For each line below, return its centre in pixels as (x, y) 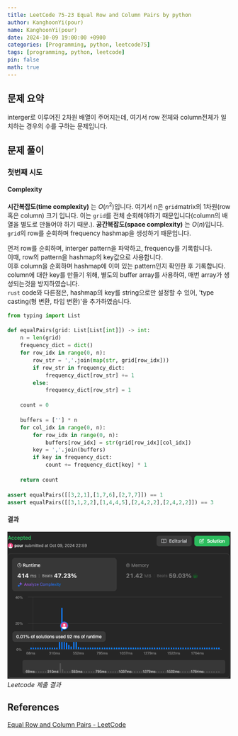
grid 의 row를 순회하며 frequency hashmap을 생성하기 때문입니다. (99, 233)
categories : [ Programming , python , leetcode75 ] (79, 45)
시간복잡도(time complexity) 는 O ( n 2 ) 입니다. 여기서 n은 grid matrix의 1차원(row (119, 206)
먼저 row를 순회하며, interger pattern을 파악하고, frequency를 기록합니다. (110, 248)
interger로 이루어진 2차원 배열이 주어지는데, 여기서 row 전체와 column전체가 (113, 117)
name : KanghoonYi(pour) (42, 30)
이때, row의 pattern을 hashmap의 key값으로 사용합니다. (85, 257)
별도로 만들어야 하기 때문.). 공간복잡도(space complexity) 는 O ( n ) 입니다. (122, 224)
